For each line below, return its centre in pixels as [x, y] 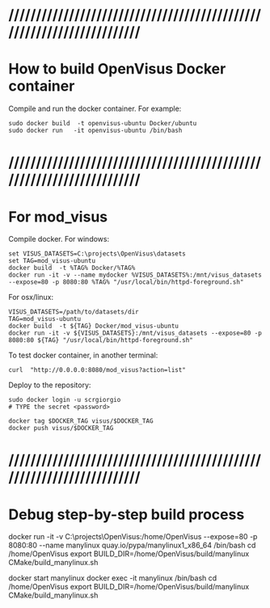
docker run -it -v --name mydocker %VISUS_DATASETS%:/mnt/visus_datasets [135, 275]
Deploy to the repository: [50, 385]
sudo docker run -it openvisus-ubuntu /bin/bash [95, 131]
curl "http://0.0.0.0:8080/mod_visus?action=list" [97, 370]
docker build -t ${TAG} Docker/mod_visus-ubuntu [94, 326]
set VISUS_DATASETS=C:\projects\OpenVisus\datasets [97, 254]
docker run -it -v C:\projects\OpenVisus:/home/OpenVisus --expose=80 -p [133, 537]
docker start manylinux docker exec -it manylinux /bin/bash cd [113, 578]
